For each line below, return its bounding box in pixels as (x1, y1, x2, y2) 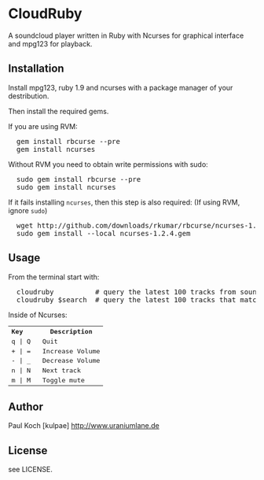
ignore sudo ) (8, 205, 48, 215)
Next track (42, 367, 81, 375)
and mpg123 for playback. (8, 39, 93, 48)
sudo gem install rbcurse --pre (16, 175, 141, 183)
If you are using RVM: (8, 121, 79, 131)
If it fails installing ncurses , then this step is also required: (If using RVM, (8, 198, 240, 207)
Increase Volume (42, 347, 101, 355)
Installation (8, 62, 64, 76)
